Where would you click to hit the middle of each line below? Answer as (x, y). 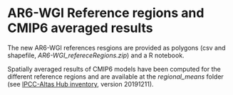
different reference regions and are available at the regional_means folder (116, 77)
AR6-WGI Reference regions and (106, 13)
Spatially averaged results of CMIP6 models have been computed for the (114, 69)
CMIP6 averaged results (80, 28)
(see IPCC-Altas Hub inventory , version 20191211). (81, 84)
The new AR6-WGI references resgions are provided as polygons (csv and (116, 47)
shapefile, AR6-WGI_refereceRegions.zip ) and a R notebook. (96, 55)
